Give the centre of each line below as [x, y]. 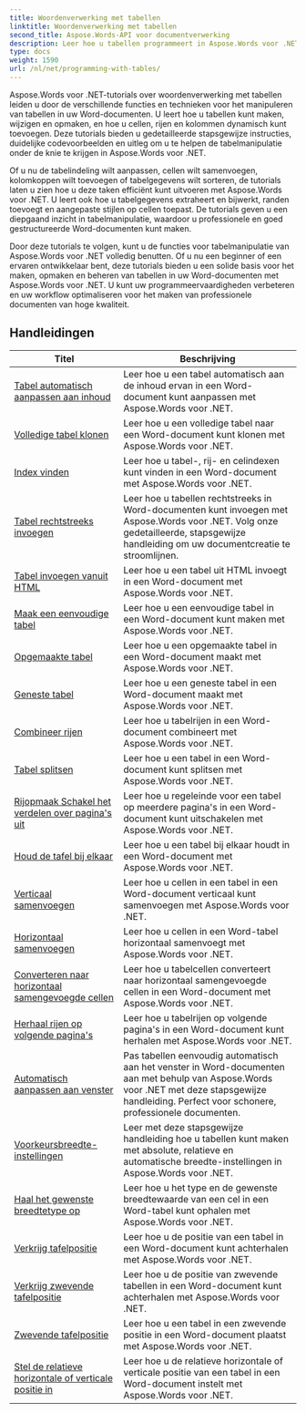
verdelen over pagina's [63, 812]
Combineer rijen [49, 732]
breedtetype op [47, 1211]
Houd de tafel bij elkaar [64, 856]
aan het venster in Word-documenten [204, 1067]
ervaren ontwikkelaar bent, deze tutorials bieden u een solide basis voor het [152, 265]
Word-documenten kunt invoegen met [205, 510]
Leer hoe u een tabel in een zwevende [204, 1323]
